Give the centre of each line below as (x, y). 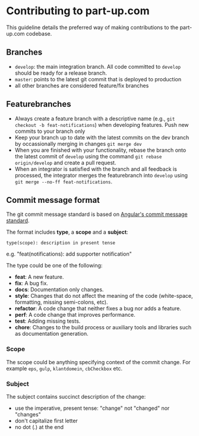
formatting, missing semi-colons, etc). (61, 302)
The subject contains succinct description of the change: (76, 396)
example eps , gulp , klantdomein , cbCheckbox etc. (64, 368)
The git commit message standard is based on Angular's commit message (97, 214)
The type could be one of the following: (54, 266)
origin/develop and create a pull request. (65, 163)
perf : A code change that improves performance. (75, 315)
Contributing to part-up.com (78, 11)
